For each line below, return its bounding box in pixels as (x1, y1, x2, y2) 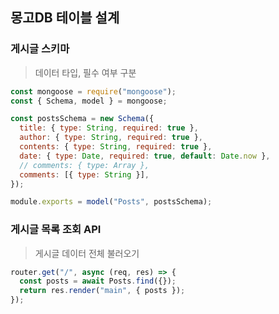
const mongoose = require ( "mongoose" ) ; (10, 86, 177, 97)
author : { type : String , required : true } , (19, 133, 203, 143)
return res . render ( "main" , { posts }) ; (19, 286, 186, 296)
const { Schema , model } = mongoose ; (10, 96, 168, 106)
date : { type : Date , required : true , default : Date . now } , (19, 151, 271, 161)
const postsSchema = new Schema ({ (10, 114, 155, 124)
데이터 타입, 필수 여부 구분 (34, 66, 137, 78)
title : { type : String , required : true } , (19, 123, 199, 133)
